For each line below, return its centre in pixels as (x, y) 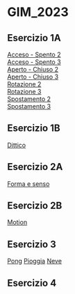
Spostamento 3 (29, 106)
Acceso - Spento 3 (34, 62)
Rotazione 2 (24, 84)
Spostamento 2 (29, 99)
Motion (17, 222)
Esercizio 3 (32, 244)
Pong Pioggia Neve (35, 261)
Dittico (17, 145)
